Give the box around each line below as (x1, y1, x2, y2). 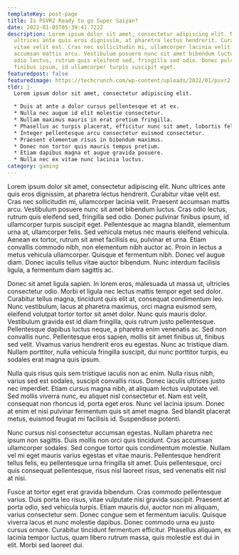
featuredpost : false (7, 70, 69, 77)
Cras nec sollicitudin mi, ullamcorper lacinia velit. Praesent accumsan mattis (7, 197, 230, 205)
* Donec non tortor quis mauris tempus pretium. (14, 143, 161, 150)
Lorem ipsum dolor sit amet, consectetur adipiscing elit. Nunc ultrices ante (7, 182, 225, 190)
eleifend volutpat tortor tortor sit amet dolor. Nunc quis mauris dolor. (7, 310, 208, 318)
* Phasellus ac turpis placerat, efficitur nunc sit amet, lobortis (14, 123, 221, 130)
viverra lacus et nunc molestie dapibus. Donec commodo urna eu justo (7, 518, 215, 526)
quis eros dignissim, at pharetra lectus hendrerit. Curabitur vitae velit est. (7, 190, 221, 198)
